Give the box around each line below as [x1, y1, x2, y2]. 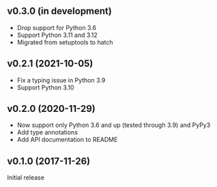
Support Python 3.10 [16, 83, 74, 91]
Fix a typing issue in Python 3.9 [16, 76, 106, 84]
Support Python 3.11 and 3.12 [16, 31, 98, 39]
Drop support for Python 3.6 [16, 23, 97, 31]
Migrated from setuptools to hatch [16, 38, 114, 46]
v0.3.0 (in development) [7, 5, 113, 17]
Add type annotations [16, 128, 78, 136]
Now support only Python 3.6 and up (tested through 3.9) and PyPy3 [16, 121, 211, 129]
